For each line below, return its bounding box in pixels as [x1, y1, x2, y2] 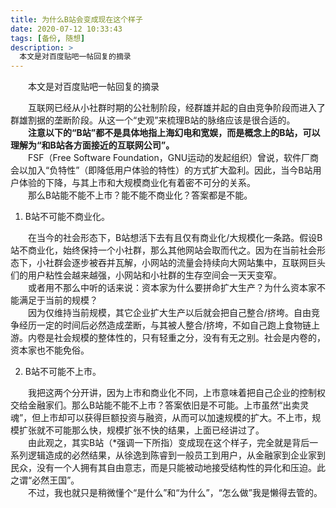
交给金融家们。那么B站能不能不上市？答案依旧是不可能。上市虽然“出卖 [10, 399, 301, 411]
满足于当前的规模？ [18, 294, 98, 306]
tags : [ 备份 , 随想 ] [10, 33, 86, 43]
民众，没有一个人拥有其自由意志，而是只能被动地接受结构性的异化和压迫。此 [10, 462, 326, 474]
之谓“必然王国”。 [10, 474, 80, 486]
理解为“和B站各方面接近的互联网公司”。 [10, 139, 175, 151]
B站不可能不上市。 [24, 366, 102, 378]
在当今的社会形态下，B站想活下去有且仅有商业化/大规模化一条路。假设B [27, 232, 323, 244]
